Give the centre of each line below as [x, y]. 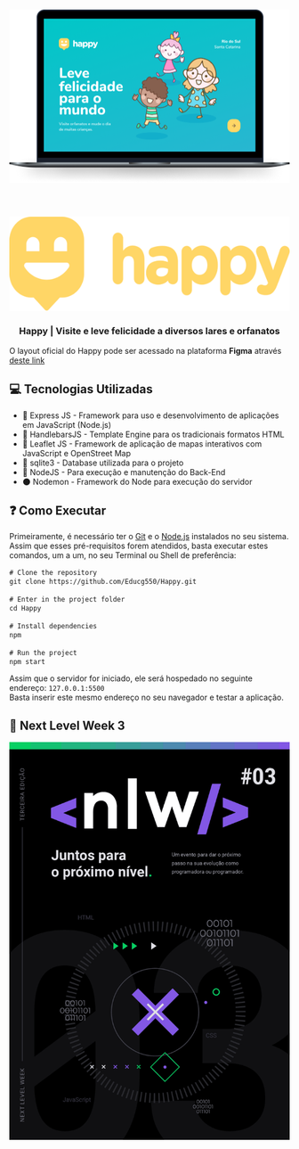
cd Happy [25, 609]
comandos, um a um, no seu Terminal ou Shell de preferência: [123, 555]
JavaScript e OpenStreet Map [77, 453]
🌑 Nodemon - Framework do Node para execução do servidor [137, 481]
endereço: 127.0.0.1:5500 [57, 688]
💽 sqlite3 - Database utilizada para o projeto [103, 463]
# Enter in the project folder [67, 600]
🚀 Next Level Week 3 [67, 725]
